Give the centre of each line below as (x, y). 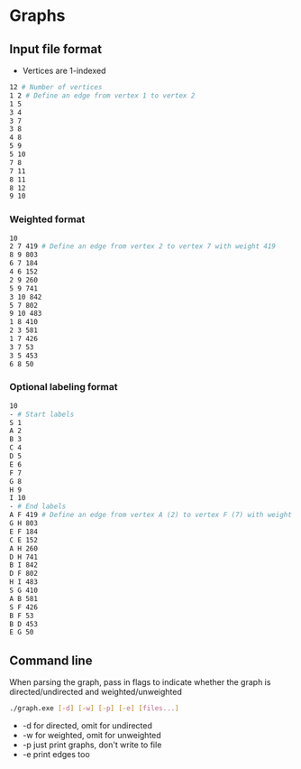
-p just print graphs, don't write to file (92, 745)
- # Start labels (42, 414)
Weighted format (47, 219)
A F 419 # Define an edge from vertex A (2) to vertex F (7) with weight (151, 515)
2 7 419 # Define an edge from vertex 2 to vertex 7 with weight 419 (143, 246)
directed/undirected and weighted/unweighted (96, 692)
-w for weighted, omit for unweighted (92, 736)
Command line (51, 660)
